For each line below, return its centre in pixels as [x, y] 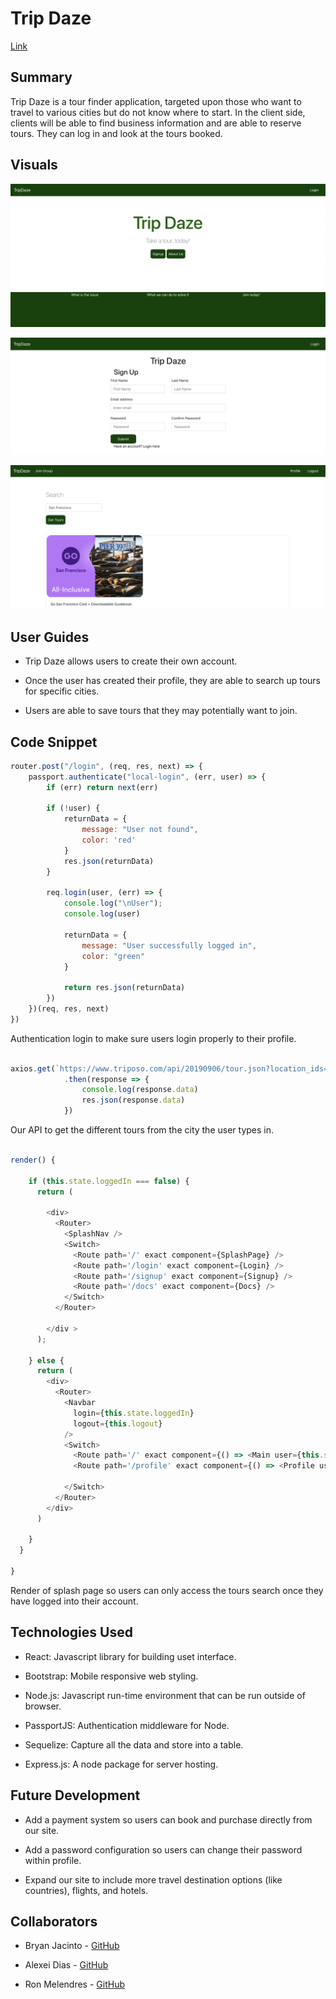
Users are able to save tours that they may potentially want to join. [161, 711]
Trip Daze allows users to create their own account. [131, 661]
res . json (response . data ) [133, 1100]
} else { [46, 1360]
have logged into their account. [74, 1601]
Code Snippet [54, 742]
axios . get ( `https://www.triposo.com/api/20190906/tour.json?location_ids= [169, 1068]
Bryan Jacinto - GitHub [72, 1946]
